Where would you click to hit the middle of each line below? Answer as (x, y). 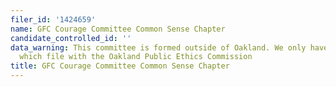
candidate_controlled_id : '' (71, 38)
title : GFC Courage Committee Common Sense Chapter (120, 66)
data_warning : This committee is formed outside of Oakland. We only (158, 47)
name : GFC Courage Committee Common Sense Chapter (118, 29)
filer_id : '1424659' (53, 19)
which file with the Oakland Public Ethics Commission (136, 57)
